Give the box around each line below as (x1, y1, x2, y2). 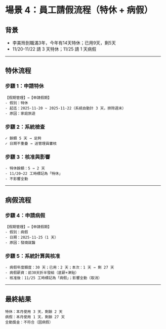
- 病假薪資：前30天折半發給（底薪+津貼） (5, 271, 79, 275)
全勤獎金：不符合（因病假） (5, 320, 53, 325)
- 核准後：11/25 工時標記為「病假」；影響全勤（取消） (5, 275, 102, 280)
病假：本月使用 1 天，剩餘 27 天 (5, 315, 65, 320)
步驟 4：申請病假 (5, 212, 45, 219)
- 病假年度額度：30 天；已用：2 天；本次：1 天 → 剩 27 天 (5, 265, 115, 270)
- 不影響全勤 (5, 176, 28, 181)
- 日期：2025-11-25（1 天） (5, 235, 58, 240)
